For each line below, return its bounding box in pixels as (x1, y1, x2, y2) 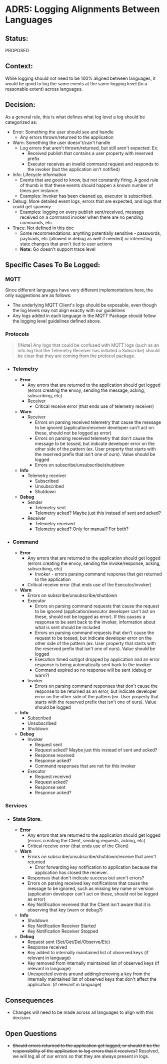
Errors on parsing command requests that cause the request (34, 603, 159, 609)
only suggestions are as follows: (5, 292, 71, 298)
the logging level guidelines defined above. (12, 318, 101, 324)
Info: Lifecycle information (12, 172, 66, 178)
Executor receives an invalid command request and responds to (27, 161, 159, 167)
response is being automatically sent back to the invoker (34, 662, 151, 668)
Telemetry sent (34, 504, 66, 510)
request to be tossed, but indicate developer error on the (34, 635, 152, 641)
